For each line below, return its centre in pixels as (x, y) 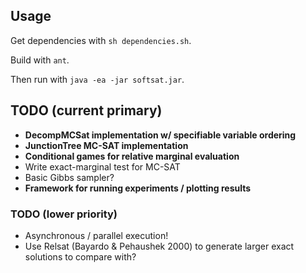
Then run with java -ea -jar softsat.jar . (97, 79)
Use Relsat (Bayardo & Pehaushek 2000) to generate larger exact (159, 246)
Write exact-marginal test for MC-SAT (102, 166)
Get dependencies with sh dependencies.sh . (101, 40)
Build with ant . (40, 60)
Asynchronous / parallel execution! (96, 235)
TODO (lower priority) (64, 214)
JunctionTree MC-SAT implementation (106, 145)
